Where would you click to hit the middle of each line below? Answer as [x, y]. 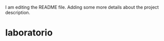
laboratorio [29, 33]
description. [18, 12]
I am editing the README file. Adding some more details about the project [82, 7]
